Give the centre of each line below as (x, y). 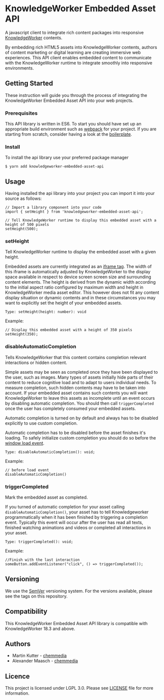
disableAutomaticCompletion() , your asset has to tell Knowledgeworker (77, 512)
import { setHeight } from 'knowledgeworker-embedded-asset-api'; (74, 212)
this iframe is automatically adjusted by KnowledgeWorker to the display (78, 272)
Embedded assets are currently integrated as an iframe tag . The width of (78, 266)
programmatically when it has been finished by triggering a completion (76, 517)
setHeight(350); (22, 334)
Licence (18, 676)
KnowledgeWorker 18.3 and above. (40, 628)
